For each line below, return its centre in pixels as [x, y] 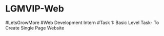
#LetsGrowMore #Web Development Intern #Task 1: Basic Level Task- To [82, 22]
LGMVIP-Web [35, 9]
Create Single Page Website [35, 27]
